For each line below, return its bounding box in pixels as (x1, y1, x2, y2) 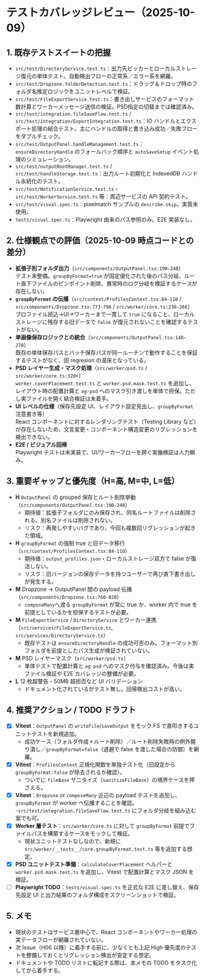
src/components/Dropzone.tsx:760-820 (20, 594, 117, 600)
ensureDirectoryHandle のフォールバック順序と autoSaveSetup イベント (15, 148, 194, 155)
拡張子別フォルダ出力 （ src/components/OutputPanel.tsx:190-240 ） (15, 264, 184, 272)
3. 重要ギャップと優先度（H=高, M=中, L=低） (6, 476, 180, 487)
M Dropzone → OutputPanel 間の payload (15, 585, 121, 593)
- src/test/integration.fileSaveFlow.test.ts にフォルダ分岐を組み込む (15, 806, 196, 814)
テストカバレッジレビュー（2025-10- (6, 6, 195, 20)
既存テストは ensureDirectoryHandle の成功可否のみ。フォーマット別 (24, 639, 198, 646)
